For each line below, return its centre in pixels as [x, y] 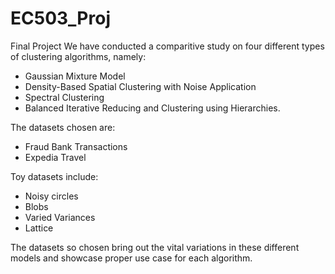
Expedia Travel [55, 157]
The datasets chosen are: [63, 127]
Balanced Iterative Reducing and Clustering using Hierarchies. [152, 108]
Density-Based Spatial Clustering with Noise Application [140, 86]
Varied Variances [60, 217]
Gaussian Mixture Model [75, 76]
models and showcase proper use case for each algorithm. [131, 258]
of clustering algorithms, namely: [78, 56]
